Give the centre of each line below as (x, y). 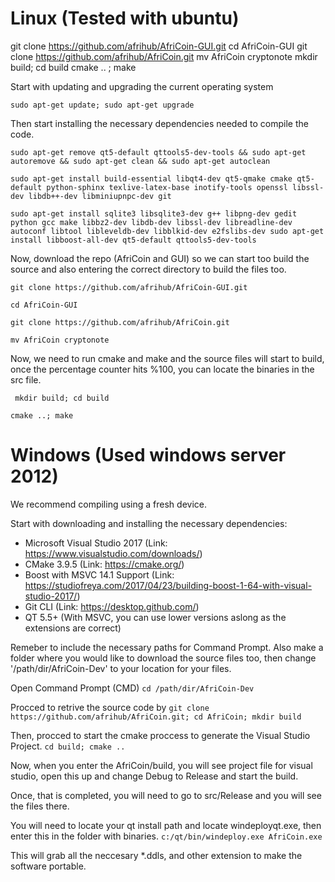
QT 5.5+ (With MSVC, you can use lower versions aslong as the (155, 617)
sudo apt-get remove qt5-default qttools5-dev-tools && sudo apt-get (158, 152)
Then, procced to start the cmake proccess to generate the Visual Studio (160, 735)
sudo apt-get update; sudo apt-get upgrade (102, 105)
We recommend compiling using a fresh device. (108, 504)
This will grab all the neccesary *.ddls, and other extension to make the (156, 855)
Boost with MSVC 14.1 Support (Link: (99, 574)
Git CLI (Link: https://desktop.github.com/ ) (112, 606)
